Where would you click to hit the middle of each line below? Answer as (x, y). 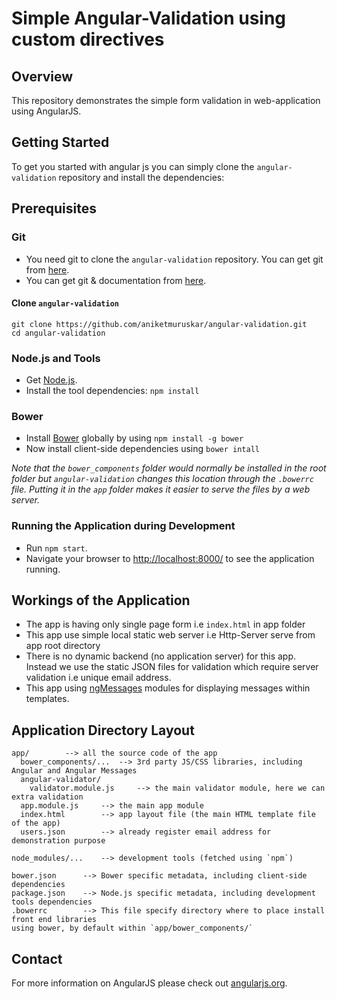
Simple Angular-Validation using (149, 18)
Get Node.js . (51, 380)
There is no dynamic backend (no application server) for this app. (161, 656)
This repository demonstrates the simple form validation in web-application (166, 100)
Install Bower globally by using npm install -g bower (134, 438)
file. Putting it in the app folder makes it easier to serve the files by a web (161, 489)
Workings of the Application (101, 600)
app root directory (63, 646)
